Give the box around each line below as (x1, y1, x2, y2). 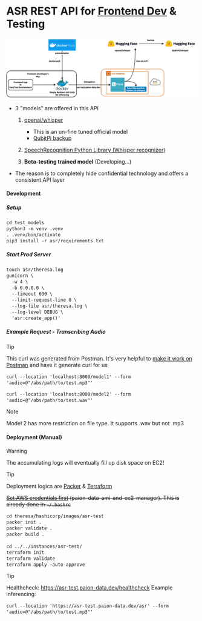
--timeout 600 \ (11, 291, 53, 297)
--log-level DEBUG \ (11, 309, 64, 316)
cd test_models (6, 220, 45, 226)
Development (6, 190, 41, 198)
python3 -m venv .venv (6, 226, 64, 232)
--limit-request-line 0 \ (11, 297, 77, 304)
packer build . (6, 531, 45, 537)
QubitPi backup (33, 134, 72, 142)
